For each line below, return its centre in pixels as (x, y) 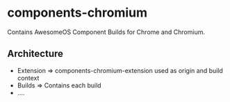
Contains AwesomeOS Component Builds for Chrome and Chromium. (106, 32)
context (28, 78)
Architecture (35, 54)
